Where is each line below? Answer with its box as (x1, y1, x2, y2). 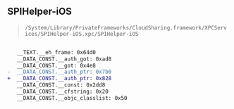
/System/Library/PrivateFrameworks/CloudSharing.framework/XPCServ (24, 24, 227, 31)
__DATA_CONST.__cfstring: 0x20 (16, 88, 109, 96)
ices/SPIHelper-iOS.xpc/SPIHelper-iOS (24, 30, 139, 37)
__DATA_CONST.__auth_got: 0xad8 (16, 56, 112, 63)
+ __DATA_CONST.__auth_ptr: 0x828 (7, 75, 112, 82)
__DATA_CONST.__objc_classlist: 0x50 (16, 94, 128, 101)
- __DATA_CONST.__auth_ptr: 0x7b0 (7, 68, 112, 76)
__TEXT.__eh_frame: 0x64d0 (16, 49, 97, 56)
